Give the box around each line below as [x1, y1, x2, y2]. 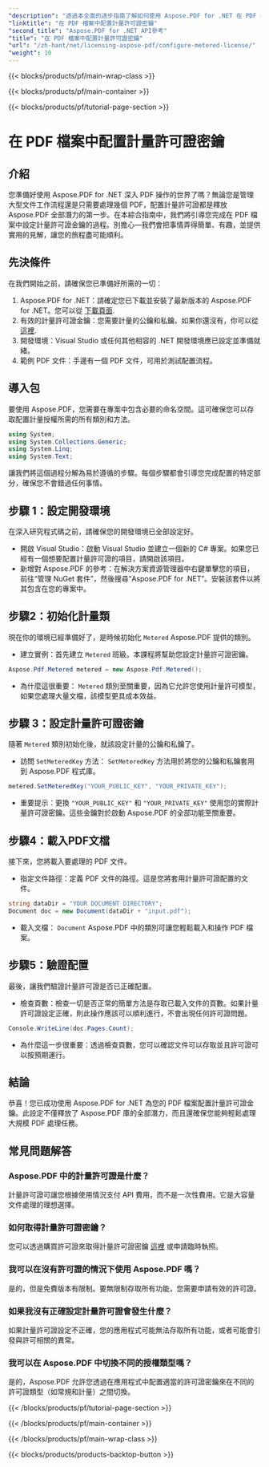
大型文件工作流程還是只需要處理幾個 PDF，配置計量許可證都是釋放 [8, 200, 228, 209]
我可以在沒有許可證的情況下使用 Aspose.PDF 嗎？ [8, 1264, 201, 1275]
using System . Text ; [8, 452, 74, 461]
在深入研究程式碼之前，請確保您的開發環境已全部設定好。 [8, 526, 198, 536]
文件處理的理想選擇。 [8, 1200, 78, 1210]
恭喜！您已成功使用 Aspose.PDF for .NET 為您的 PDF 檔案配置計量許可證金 [8, 1098, 255, 1108]
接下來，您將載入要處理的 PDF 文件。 [8, 857, 132, 866]
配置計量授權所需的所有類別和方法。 [14, 414, 134, 423]
